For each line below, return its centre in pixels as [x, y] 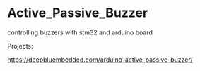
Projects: [20, 46]
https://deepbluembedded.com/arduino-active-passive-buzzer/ [100, 59]
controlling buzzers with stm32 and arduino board [80, 32]
